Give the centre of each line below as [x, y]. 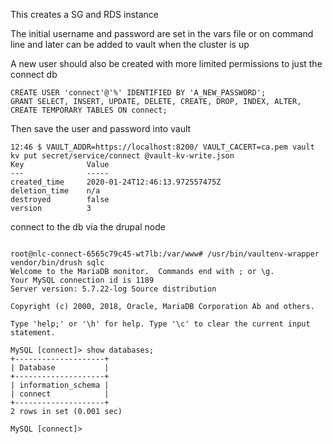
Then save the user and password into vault [101, 128]
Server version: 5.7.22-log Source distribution [113, 289]
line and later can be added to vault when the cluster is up [130, 44]
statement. [33, 333]
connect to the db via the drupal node [88, 227]
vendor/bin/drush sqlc [57, 263]
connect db [34, 74]
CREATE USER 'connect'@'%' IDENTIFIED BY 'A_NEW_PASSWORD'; [138, 93]
